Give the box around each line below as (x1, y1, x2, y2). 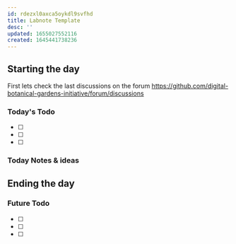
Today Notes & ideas (7, 156, 80, 165)
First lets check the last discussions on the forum (7, 81, 151, 90)
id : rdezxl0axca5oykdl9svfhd (7, 10, 93, 18)
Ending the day (7, 178, 76, 190)
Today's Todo (7, 107, 55, 117)
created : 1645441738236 (7, 37, 78, 44)
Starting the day (7, 63, 80, 75)
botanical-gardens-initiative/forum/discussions (7, 89, 144, 98)
